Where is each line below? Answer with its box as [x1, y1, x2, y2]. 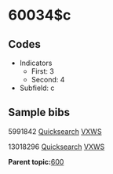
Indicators [19, 58, 53, 67]
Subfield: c [19, 83, 55, 92]
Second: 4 [31, 75, 65, 84]
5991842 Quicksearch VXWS [8, 126, 102, 136]
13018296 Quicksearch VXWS [8, 142, 105, 151]
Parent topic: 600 [8, 157, 64, 166]
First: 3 [31, 67, 55, 76]
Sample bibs [8, 106, 71, 119]
